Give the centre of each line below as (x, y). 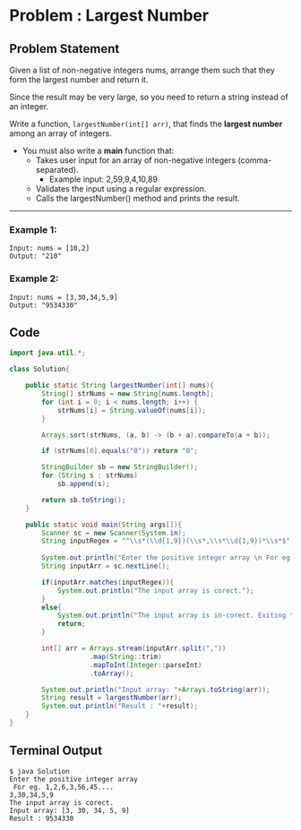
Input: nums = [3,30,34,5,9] (64, 297)
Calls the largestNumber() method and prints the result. (138, 198)
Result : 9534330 (42, 818)
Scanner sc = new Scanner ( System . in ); (114, 533)
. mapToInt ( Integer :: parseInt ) (146, 665)
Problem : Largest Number (109, 16)
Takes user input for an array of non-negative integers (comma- (154, 160)
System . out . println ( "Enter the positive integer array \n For (160, 558)
